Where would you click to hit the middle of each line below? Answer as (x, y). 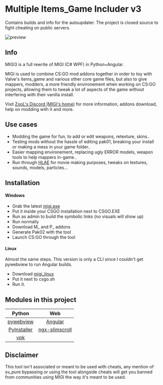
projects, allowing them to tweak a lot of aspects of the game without (75, 89)
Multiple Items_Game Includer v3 (73, 9)
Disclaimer (22, 355)
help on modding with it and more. (40, 109)
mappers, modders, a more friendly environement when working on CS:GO (81, 84)
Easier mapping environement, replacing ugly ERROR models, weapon (82, 152)
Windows (15, 195)
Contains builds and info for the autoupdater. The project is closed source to (82, 22)
